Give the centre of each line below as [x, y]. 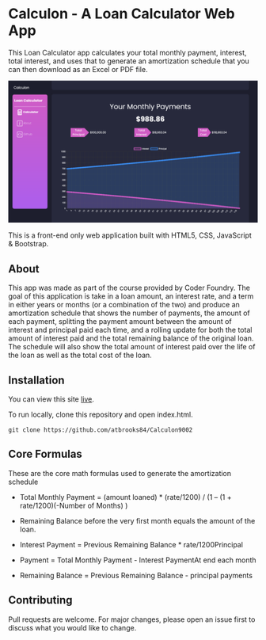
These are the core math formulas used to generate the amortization [120, 473]
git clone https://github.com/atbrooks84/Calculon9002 [101, 430]
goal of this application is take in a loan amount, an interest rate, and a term [131, 296]
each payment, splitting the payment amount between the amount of [120, 322]
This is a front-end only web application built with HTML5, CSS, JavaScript [130, 235]
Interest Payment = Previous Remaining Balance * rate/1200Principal [131, 544]
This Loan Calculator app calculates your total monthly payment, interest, [127, 52]
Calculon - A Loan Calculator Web [122, 14]
